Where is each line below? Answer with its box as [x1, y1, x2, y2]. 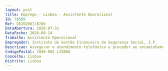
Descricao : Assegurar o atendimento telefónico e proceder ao [5, 44, 137, 49]
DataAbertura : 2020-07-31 [5, 26, 59, 31]
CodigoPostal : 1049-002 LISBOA [5, 49, 70, 54]
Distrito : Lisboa [5, 58, 41, 63]
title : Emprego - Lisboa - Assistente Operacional [5, 12, 113, 17]
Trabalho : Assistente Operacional [5, 35, 77, 40]
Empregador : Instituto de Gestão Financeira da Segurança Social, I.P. [5, 40, 157, 45]
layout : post [5, 7, 32, 12]
